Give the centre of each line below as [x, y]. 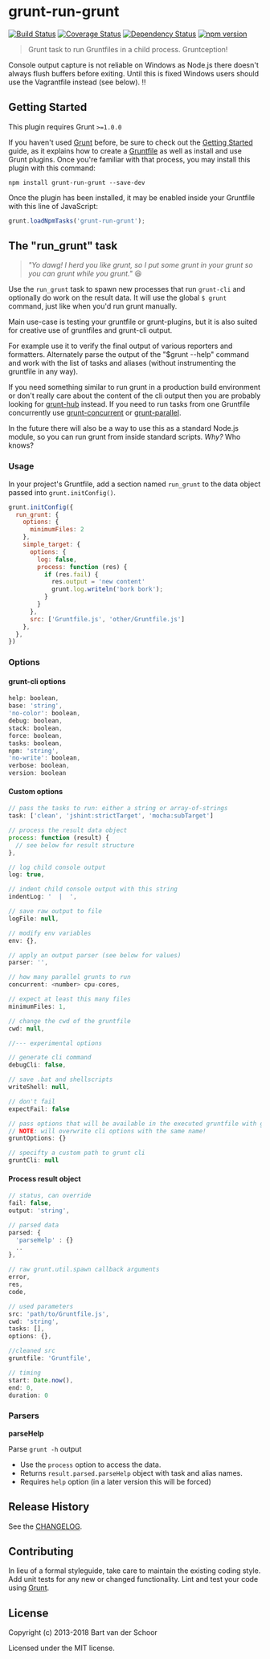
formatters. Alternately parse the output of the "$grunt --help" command [129, 354]
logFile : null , [34, 919]
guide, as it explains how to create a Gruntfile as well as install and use [125, 150]
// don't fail [32, 1101]
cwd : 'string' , [34, 1321]
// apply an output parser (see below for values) [95, 955]
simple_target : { [52, 545]
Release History [49, 1507]
